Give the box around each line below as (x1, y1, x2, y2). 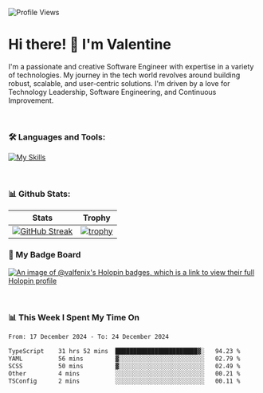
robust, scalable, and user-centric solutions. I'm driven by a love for (8, 78, 230, 88)
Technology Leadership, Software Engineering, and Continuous (8, 87, 217, 96)
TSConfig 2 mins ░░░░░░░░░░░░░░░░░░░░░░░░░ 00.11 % (8, 377, 241, 385)
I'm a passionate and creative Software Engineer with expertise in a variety (8, 61, 254, 71)
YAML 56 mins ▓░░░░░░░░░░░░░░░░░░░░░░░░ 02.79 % (8, 355, 241, 363)
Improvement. (8, 96, 54, 105)
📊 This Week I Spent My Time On (8, 312, 139, 323)
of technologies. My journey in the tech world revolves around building (8, 70, 241, 80)
